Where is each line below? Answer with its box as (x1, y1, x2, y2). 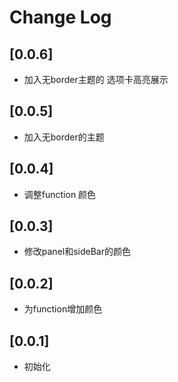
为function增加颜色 (23, 303, 103, 315)
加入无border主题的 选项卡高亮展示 (23, 74, 169, 85)
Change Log (9, 6, 112, 29)
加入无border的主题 (23, 131, 105, 143)
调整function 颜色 (23, 188, 97, 200)
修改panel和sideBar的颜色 (23, 246, 131, 258)
